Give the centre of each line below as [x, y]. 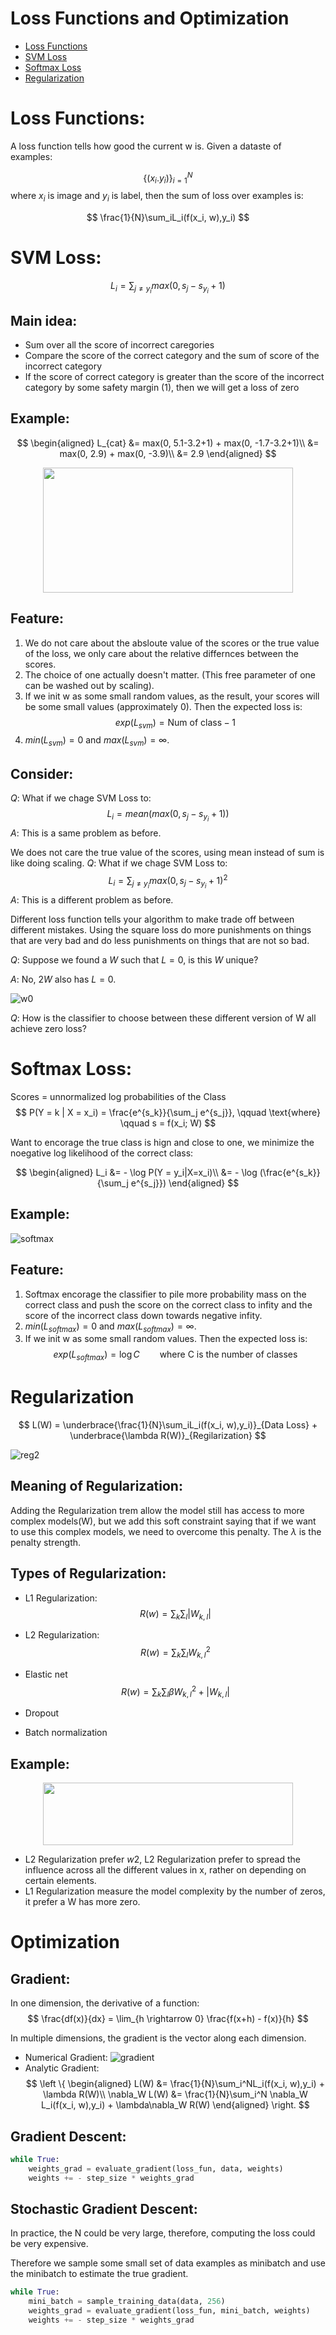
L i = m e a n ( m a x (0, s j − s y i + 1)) [168, 816]
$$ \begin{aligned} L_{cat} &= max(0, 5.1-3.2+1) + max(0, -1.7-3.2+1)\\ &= [168, 443]
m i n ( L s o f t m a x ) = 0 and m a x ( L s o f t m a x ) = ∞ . [110, 1327]
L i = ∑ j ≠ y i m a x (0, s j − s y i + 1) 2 [168, 881]
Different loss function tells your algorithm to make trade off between [152, 919]
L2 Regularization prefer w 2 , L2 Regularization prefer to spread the [162, 1859]
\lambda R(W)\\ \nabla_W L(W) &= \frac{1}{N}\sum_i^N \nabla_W [175, 2094]
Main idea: [44, 320]
